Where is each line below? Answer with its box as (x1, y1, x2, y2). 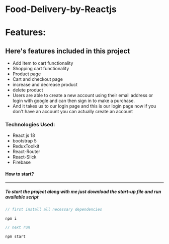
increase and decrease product (12, 82, 78, 88)
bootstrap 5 (12, 138, 37, 144)
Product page (12, 71, 41, 77)
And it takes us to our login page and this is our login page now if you (12, 103, 156, 109)
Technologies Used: (5, 121, 55, 128)
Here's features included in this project (5, 46, 130, 55)
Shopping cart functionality (12, 66, 69, 72)
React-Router (12, 149, 40, 155)
